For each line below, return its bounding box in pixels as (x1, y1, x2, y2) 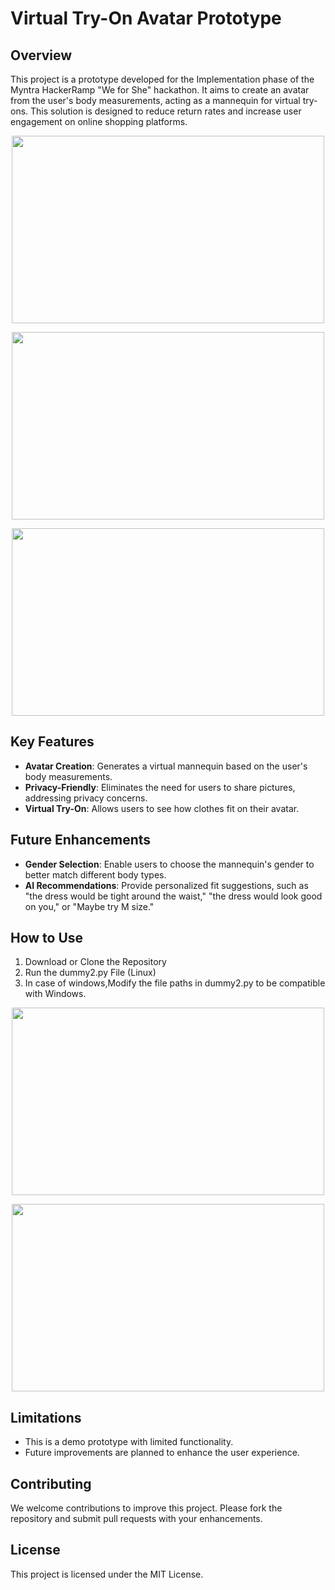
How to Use (10, 930, 84, 947)
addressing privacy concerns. (24, 792, 148, 804)
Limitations (10, 1409, 82, 1426)
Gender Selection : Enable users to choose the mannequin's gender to (24, 858, 315, 870)
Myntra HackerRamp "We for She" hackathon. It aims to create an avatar (10, 84, 310, 96)
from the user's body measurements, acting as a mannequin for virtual (10, 95, 301, 106)
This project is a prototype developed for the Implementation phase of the (10, 73, 315, 85)
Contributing (10, 1475, 92, 1492)
